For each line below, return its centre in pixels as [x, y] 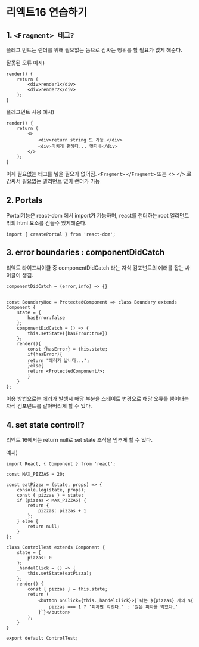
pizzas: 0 [40, 558]
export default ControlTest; [42, 639]
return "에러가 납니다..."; [59, 360]
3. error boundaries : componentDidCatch [85, 253]
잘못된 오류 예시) [26, 63]
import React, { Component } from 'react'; [61, 464]
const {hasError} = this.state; [68, 349]
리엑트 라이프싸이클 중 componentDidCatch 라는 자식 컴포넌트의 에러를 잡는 [95, 267]
